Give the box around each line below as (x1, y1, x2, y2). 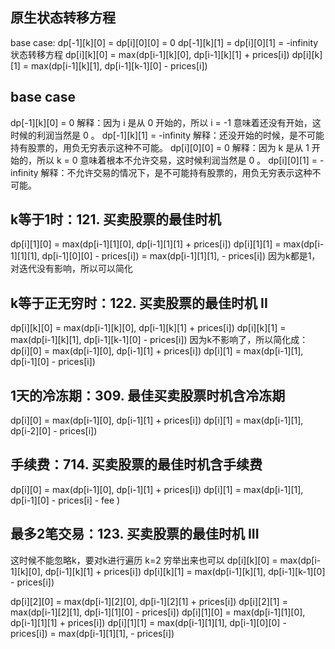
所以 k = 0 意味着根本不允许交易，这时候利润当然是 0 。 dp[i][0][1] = (36, 154, 318, 166)
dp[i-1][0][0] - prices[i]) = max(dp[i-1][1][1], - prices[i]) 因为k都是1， (41, 250, 321, 262)
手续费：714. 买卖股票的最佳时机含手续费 (10, 456, 263, 473)
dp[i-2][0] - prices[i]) (10, 425, 98, 437)
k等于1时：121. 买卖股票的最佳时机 (10, 211, 222, 228)
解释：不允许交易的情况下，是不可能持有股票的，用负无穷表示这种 (40, 166, 313, 178)
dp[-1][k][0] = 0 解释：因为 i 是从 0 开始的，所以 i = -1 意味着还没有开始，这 (10, 116, 322, 128)
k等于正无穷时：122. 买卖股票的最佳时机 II (10, 294, 268, 312)
